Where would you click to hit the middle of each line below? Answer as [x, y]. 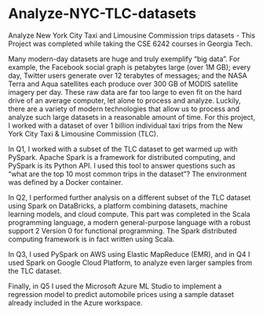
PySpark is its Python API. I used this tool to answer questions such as [122, 165]
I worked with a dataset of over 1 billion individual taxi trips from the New [126, 125]
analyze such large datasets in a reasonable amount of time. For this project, [132, 117]
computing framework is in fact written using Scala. [91, 239]
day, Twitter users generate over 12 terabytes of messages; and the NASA [128, 75]
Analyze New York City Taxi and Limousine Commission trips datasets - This [132, 35]
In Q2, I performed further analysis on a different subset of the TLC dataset [130, 197]
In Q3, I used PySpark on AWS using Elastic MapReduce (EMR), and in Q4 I [129, 254]
